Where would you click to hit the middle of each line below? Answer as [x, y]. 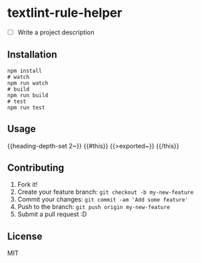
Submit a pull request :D [52, 214]
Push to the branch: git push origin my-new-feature [93, 207]
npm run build [28, 95]
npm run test [26, 107]
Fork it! [28, 185]
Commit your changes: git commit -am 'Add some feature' [103, 199]
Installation [32, 55]
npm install [25, 71]
